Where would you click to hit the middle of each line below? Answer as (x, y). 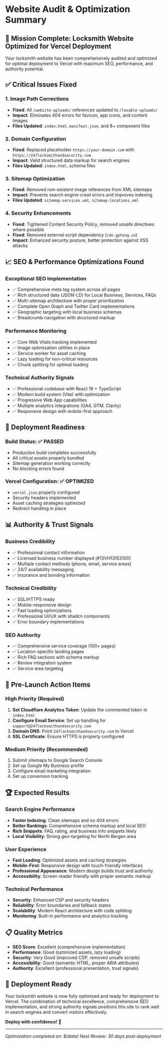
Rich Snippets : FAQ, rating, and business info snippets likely (74, 831)
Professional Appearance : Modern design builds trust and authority (83, 871)
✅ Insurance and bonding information (51, 575)
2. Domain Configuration (36, 139)
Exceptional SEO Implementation (46, 278)
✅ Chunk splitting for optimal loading (50, 364)
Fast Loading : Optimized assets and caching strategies (69, 860)
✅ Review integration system (42, 663)
